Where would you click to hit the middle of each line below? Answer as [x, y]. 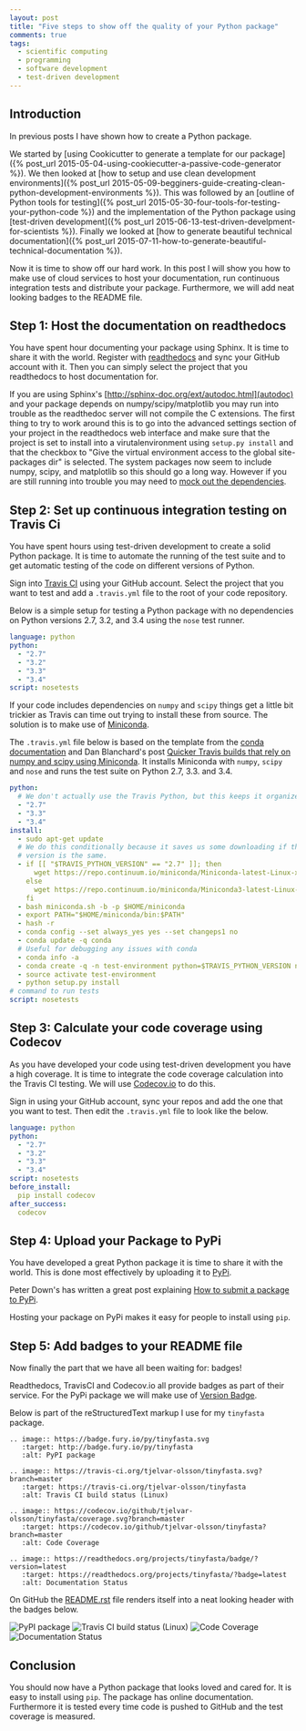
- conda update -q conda [65, 941]
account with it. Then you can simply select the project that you [129, 367]
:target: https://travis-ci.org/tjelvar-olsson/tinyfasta [134, 1487]
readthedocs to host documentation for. [84, 377]
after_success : [38, 1204]
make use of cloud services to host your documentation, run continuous [145, 278]
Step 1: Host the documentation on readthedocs [148, 326]
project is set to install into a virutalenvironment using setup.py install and [152, 443]
